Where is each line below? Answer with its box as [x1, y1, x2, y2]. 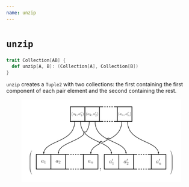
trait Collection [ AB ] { [6, 57, 66, 63]
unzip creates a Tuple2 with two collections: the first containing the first [6, 81, 184, 88]
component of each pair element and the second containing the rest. [6, 87, 177, 95]
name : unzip [6, 10, 36, 16]
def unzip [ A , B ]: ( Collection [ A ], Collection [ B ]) [11, 63, 138, 69]
